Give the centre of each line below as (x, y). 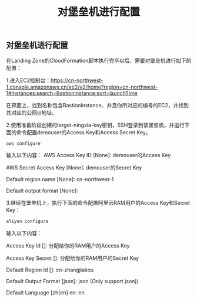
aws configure (24, 143)
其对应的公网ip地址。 (31, 113)
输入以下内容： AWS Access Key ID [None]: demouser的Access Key (89, 155)
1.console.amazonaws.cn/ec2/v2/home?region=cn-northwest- (82, 87)
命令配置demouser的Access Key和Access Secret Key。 (84, 132)
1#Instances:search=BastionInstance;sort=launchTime (72, 93)
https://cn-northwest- (77, 80)
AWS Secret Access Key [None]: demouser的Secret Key (74, 168)
